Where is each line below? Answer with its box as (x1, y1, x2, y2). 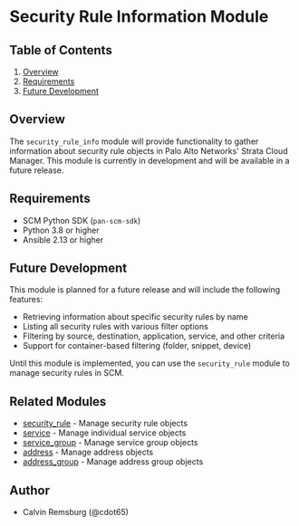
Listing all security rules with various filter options (22, 321, 208, 332)
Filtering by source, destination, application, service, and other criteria (22, 330, 285, 341)
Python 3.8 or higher (22, 225, 100, 235)
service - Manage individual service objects (22, 427, 187, 438)
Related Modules (9, 394, 107, 409)
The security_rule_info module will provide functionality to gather (9, 136, 259, 147)
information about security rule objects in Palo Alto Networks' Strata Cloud (9, 145, 288, 156)
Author (9, 483, 50, 498)
